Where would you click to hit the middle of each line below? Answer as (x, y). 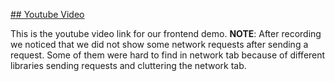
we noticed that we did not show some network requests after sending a (159, 44)
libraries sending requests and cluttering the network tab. (128, 65)
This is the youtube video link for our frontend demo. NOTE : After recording (166, 33)
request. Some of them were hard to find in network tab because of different (168, 55)
